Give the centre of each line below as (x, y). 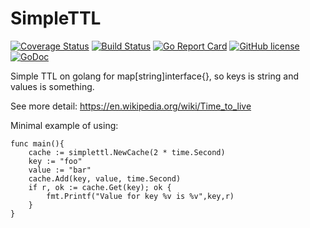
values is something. (52, 86)
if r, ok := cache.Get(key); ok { (100, 187)
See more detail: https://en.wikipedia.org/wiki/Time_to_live (131, 106)
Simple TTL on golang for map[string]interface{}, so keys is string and (154, 76)
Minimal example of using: (64, 125)
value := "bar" (60, 170)
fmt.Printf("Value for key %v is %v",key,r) (140, 196)
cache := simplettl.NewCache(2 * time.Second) (127, 152)
